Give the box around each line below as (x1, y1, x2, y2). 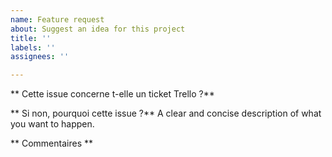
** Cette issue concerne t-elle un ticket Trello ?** (10, 88, 215, 100)
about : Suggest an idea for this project (10, 24, 186, 34)
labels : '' (10, 42, 56, 53)
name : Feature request (10, 14, 105, 25)
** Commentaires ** (10, 137, 94, 150)
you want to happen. (10, 118, 95, 130)
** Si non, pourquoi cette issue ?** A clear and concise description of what (10, 107, 322, 120)
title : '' (10, 33, 52, 43)
